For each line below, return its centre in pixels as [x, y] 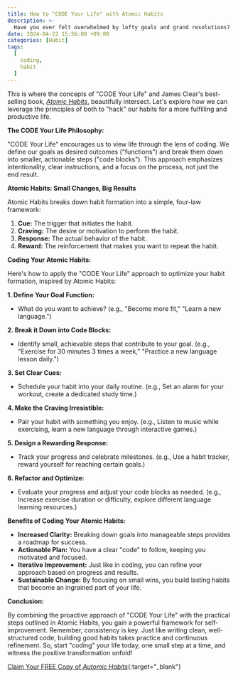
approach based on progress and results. [78, 572]
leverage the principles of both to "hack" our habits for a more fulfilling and [117, 109]
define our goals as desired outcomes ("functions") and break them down [115, 152]
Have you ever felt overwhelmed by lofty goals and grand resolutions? [122, 27]
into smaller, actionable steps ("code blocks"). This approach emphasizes [115, 159]
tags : [15, 47]
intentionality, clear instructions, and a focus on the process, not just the [113, 166]
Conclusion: [26, 601]
